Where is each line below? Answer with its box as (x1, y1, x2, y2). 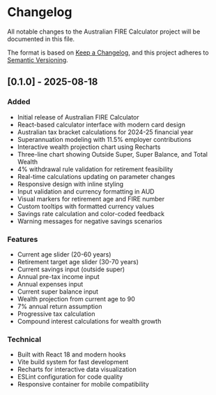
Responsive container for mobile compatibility (17, 380, 150, 389)
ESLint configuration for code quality (17, 373, 123, 381)
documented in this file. (7, 34, 75, 43)
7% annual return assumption (17, 302, 102, 310)
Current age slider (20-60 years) (17, 250, 111, 259)
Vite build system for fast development (17, 358, 129, 366)
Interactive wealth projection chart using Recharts (17, 143, 161, 151)
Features (7, 234, 38, 244)
